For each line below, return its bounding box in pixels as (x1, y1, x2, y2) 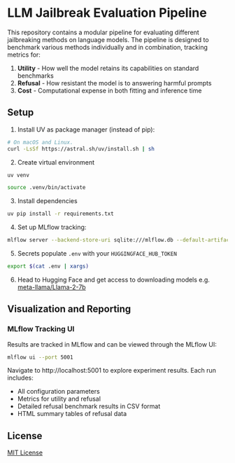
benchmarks (17, 71, 54, 80)
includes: (7, 373, 34, 382)
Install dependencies (17, 197, 78, 205)
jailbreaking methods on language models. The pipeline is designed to (7, 35, 209, 43)
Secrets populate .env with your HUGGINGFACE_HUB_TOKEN (17, 249, 177, 257)
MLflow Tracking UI (7, 324, 75, 334)
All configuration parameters (17, 387, 100, 396)
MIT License (7, 448, 43, 457)
